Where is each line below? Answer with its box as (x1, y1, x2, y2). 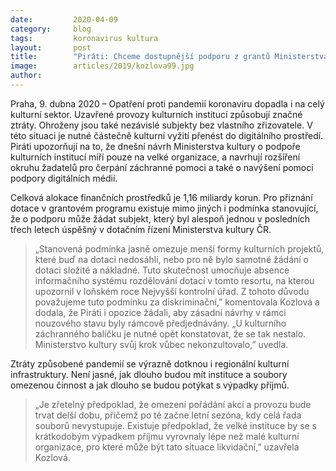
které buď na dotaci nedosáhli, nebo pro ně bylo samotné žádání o (34, 253, 309, 265)
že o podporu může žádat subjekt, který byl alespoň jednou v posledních (10, 212, 311, 225)
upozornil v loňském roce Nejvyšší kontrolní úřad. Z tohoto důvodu (34, 285, 310, 297)
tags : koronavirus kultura (10, 33, 159, 43)
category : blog (10, 24, 92, 34)
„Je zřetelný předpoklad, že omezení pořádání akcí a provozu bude (34, 398, 312, 410)
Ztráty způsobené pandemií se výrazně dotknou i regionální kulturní (10, 357, 290, 370)
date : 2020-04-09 (10, 14, 118, 25)
